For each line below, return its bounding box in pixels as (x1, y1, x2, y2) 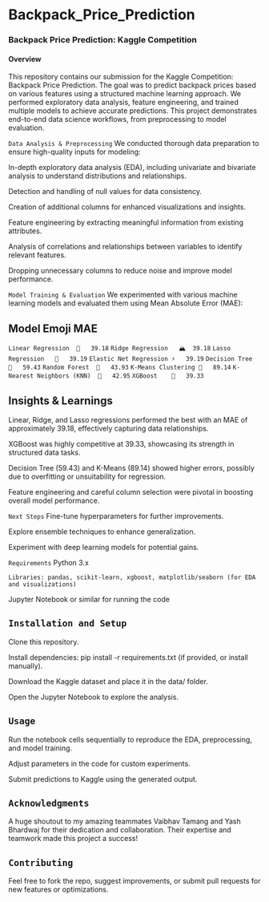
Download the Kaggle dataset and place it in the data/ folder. (8, 676, 208, 686)
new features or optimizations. (8, 884, 109, 895)
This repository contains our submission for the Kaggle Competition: (8, 72, 234, 82)
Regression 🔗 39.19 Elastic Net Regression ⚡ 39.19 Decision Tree (8, 355, 253, 363)
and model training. (8, 743, 73, 753)
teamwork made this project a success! (8, 834, 139, 843)
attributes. (8, 226, 42, 236)
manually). (8, 661, 43, 670)
